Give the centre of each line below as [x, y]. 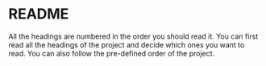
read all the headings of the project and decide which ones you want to [127, 44]
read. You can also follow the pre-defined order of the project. [112, 53]
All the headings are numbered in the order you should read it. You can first [133, 36]
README [39, 14]
